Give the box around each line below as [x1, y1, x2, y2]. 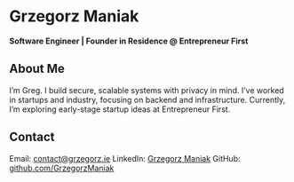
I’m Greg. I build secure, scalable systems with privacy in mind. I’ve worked [9, 84, 284, 95]
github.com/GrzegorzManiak [9, 162, 115, 173]
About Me [9, 61, 65, 76]
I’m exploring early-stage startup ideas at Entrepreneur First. [9, 104, 231, 115]
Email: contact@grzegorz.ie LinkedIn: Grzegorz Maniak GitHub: [9, 153, 242, 163]
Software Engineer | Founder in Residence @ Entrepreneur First [9, 36, 249, 46]
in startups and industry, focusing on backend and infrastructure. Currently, [9, 94, 286, 105]
